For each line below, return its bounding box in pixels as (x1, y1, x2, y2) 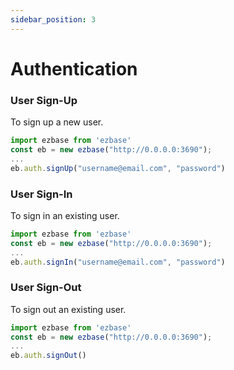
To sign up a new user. (10, 116, 104, 128)
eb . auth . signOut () (10, 351, 87, 361)
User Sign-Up (10, 93, 78, 107)
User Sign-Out (10, 281, 82, 295)
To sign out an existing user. (10, 303, 127, 315)
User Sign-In (10, 187, 73, 201)
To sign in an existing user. (10, 209, 120, 221)
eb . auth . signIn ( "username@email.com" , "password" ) (10, 257, 226, 267)
